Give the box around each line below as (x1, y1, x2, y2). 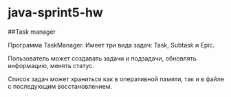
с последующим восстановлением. (8, 82, 113, 90)
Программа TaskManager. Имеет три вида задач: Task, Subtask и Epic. (8, 41, 215, 49)
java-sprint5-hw (8, 5, 104, 21)
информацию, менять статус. (8, 61, 95, 69)
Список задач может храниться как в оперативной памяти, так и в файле (8, 74, 225, 83)
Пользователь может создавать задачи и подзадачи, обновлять (8, 54, 197, 63)
